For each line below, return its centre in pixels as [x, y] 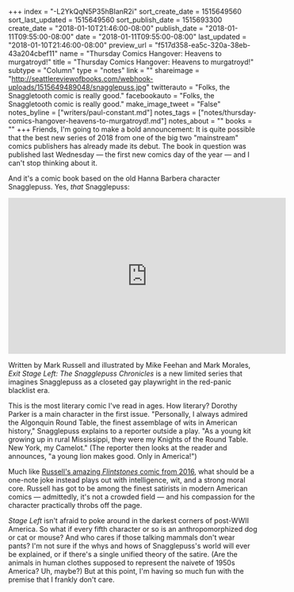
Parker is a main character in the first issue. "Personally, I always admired [128, 414]
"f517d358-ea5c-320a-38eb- [202, 45]
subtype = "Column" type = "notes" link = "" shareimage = [104, 70]
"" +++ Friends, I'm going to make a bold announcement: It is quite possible [132, 129]
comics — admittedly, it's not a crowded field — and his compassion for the [132, 497]
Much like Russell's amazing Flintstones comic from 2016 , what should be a [132, 472]
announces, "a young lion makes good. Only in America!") [103, 456]
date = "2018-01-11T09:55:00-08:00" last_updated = [161, 36]
